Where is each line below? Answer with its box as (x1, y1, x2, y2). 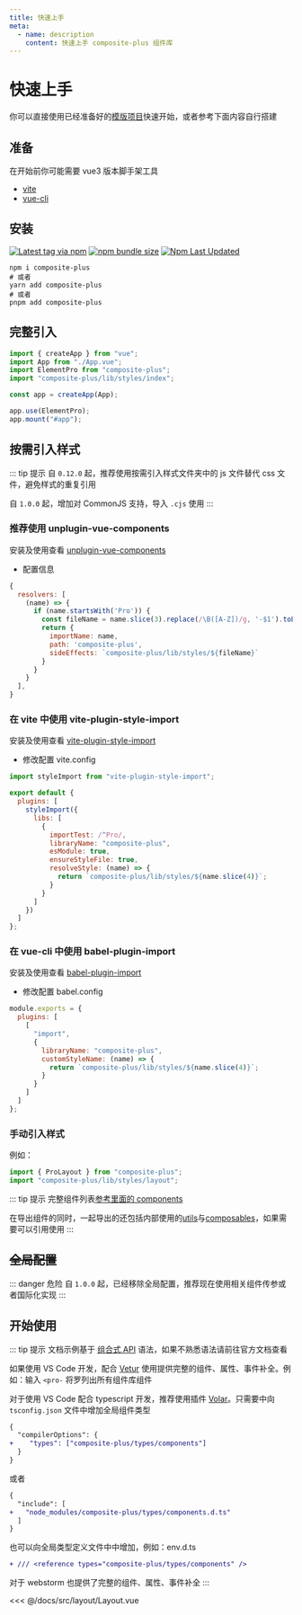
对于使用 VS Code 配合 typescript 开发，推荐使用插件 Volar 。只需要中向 (9, 1393, 276, 1404)
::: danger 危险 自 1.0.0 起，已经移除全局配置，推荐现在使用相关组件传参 (9, 1278, 279, 1289)
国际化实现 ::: (16, 1289, 67, 1300)
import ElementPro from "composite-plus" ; (9, 366, 171, 375)
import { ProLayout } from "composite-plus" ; (9, 1167, 182, 1177)
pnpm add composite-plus (9, 297, 102, 306)
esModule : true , (49, 847, 111, 856)
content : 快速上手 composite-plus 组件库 (25, 38, 173, 48)
